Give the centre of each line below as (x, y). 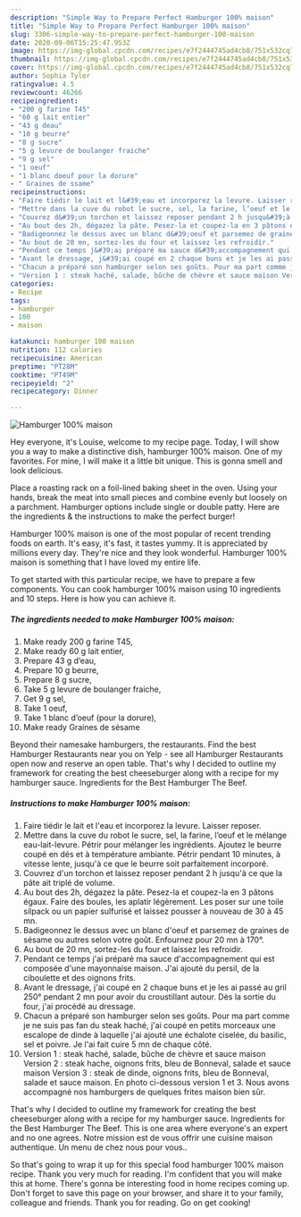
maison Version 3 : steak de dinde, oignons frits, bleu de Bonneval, (146, 1073)
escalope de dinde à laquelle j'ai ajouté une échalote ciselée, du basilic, (155, 1035)
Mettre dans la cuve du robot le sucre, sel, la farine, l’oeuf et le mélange (155, 835)
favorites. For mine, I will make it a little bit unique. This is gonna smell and (146, 461)
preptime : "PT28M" (44, 366)
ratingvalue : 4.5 (42, 84)
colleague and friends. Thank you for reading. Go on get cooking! (130, 1203)
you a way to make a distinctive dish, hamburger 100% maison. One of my (146, 452)
